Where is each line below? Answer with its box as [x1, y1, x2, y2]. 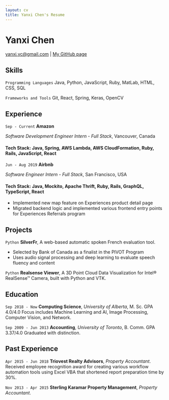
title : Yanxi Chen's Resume [5, 12, 65, 17]
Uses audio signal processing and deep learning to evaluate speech [12, 254, 155, 261]
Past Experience [5, 344, 59, 353]
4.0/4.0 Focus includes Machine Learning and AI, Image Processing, [5, 309, 149, 315]
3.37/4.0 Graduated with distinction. [5, 330, 80, 336]
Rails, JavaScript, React [5, 150, 57, 156]
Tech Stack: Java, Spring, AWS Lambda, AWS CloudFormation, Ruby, [5, 145, 154, 151]
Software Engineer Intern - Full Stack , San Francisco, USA [5, 172, 127, 178]
